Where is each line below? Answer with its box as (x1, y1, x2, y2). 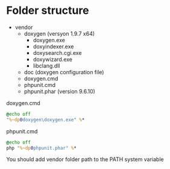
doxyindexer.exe (33, 43, 74, 50)
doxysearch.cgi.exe (33, 49, 82, 56)
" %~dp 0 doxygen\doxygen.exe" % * (6, 116, 85, 123)
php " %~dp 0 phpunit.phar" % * (6, 145, 77, 151)
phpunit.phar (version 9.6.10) (24, 88, 95, 95)
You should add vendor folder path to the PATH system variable (6, 156, 164, 163)
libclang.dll (33, 62, 60, 69)
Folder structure (6, 4, 89, 18)
